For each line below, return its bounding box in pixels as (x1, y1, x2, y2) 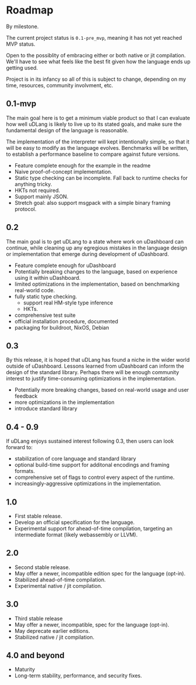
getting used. (6, 64, 38, 71)
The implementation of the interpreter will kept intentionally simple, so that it (6, 138, 190, 145)
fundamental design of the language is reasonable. (6, 126, 129, 133)
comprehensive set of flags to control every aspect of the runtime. (14, 474, 175, 481)
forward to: (6, 444, 33, 451)
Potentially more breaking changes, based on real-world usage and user (14, 386, 189, 393)
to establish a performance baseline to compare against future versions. (6, 150, 180, 157)
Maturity (14, 666, 35, 673)
